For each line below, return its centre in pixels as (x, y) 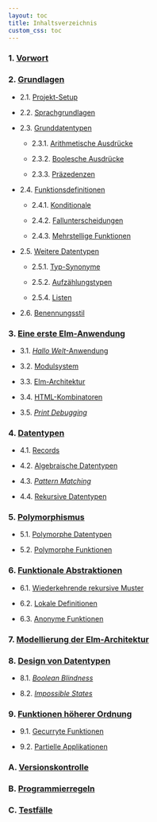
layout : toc (28, 16)
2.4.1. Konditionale (61, 205)
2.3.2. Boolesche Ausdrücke (78, 158)
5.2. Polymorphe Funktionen (66, 550)
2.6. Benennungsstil (52, 313)
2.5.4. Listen (52, 297)
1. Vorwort (29, 58)
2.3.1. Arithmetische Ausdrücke (82, 143)
